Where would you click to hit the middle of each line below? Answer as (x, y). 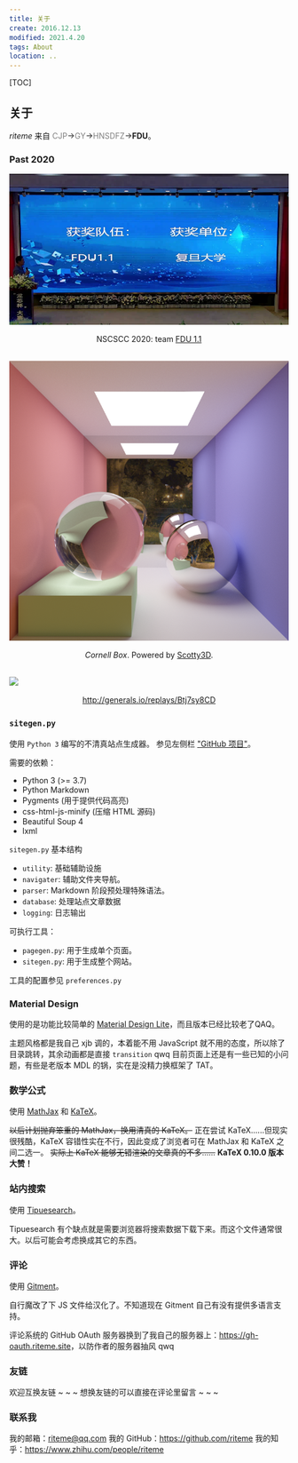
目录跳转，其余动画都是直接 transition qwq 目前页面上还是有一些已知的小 (145, 1054)
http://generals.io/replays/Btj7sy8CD (149, 700)
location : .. (33, 56)
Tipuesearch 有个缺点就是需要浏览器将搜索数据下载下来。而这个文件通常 (142, 1228)
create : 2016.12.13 (45, 28)
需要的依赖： (32, 762)
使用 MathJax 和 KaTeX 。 (55, 1111)
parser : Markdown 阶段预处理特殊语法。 (96, 890)
